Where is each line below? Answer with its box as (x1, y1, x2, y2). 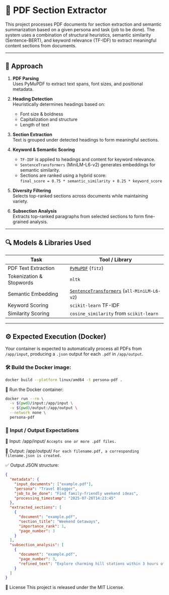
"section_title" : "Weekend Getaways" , (18, 519, 100, 524)
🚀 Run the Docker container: (5, 386, 64, 392)
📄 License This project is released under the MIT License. (5, 584, 125, 590)
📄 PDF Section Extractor (5, 5, 107, 16)
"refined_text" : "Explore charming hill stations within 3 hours (18, 561, 158, 566)
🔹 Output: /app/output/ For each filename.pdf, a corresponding (5, 448, 139, 454)
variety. (12, 198, 29, 204)
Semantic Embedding (8, 290, 59, 297)
